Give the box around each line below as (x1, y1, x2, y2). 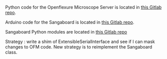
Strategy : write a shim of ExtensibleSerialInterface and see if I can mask (5, 38, 155, 44)
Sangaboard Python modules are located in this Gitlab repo (5, 29, 127, 34)
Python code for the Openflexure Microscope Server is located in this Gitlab (5, 4, 162, 10)
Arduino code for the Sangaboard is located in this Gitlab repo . (5, 19, 134, 25)
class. (5, 49, 18, 55)
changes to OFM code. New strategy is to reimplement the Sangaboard (5, 44, 152, 49)
